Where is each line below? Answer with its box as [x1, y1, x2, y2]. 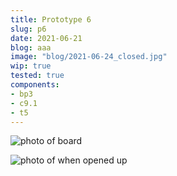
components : [10, 80, 60, 90]
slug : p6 [10, 24, 47, 34]
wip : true [10, 61, 52, 71]
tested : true [10, 71, 65, 81]
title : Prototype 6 [10, 14, 92, 25]
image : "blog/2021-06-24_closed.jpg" [10, 52, 168, 62]
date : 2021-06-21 [10, 33, 83, 43]
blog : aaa [10, 42, 52, 53]
